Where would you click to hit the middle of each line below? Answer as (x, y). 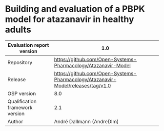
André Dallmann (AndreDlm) (86, 121)
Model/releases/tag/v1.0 (82, 85)
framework (20, 107)
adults (18, 30)
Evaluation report (29, 45)
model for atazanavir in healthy (70, 19)
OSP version (22, 94)
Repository (20, 62)
